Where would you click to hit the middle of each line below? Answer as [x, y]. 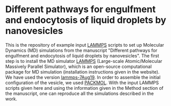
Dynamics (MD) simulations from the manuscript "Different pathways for [81, 50]
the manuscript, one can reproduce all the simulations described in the [80, 93]
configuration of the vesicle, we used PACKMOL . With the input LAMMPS [82, 83]
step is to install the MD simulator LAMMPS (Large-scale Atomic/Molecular [84, 61]
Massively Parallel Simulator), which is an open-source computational [79, 66]
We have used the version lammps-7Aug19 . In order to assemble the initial [83, 77]
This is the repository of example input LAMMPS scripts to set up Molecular [85, 45]
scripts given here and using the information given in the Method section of [84, 88]
